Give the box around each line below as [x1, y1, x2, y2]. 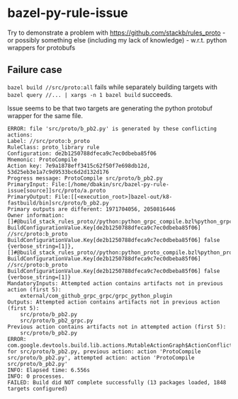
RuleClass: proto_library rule [7, 144, 100, 151]
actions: [7, 131, 33, 139]
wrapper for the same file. [7, 111, 84, 120]
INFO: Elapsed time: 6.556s [7, 366, 91, 374]
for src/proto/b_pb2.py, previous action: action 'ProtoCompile [7, 348, 201, 355]
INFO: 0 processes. [7, 373, 65, 380]
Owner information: [7, 212, 65, 219]
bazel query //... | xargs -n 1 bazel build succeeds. [7, 90, 173, 98]
